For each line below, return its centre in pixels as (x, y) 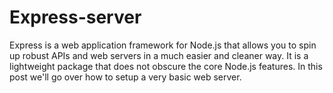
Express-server (75, 17)
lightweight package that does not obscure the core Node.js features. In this (166, 66)
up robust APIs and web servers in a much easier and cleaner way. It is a (159, 55)
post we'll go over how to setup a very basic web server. (125, 77)
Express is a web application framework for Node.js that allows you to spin (163, 45)
